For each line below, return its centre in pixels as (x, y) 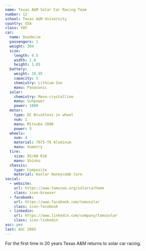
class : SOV (16, 28)
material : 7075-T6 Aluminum (43, 142)
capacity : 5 (26, 78)
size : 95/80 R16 (31, 156)
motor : (16, 110)
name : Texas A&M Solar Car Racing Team (46, 10)
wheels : (17, 133)
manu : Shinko (27, 160)
